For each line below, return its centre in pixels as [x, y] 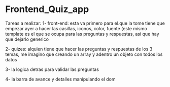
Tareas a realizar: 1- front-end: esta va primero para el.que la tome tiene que [85, 23]
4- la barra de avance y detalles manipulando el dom [60, 79]
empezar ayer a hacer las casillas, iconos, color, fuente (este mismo [76, 28]
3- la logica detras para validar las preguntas [52, 69]
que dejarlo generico [27, 39]
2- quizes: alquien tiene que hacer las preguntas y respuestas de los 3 [79, 49]
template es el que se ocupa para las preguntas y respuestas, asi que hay [82, 34]
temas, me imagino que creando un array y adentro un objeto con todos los [84, 54]
